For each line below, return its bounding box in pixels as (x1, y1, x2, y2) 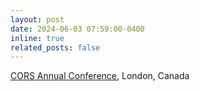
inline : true (10, 33, 65, 43)
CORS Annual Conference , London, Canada (10, 70, 190, 82)
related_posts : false (10, 42, 101, 53)
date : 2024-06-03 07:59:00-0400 (10, 24, 145, 34)
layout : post (10, 14, 65, 25)
